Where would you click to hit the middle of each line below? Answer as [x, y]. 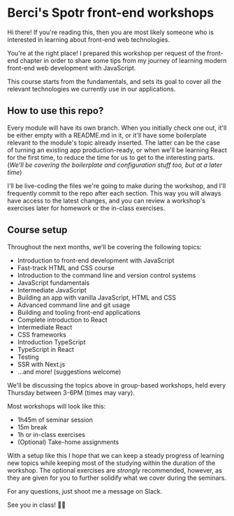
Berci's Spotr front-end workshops [111, 13]
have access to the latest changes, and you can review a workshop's [107, 200]
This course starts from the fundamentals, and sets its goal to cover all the [114, 81]
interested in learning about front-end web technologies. [89, 39]
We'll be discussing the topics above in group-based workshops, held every [117, 385]
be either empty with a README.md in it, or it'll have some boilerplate [107, 135]
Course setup [37, 230]
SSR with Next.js [41, 364]
